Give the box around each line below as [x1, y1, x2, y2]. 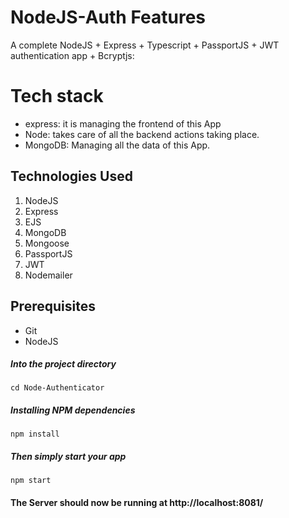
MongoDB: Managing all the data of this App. [24, 139, 211, 151]
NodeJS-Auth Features [10, 6, 207, 29]
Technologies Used [10, 168, 133, 185]
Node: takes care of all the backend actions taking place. [24, 128, 260, 140]
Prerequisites [10, 298, 96, 315]
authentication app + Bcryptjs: [10, 49, 135, 61]
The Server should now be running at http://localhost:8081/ [10, 497, 264, 508]
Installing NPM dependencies [10, 404, 136, 416]
